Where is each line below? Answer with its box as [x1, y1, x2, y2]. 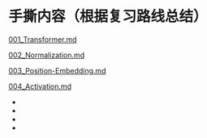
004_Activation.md [8, 82, 71, 91]
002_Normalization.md [8, 50, 85, 60]
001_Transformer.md [8, 34, 77, 44]
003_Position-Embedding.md [8, 65, 106, 75]
